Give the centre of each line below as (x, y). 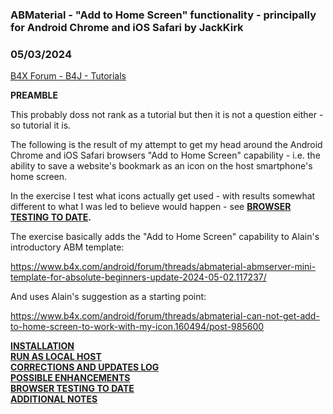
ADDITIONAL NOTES (54, 399)
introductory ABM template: (67, 247)
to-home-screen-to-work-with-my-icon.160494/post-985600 (137, 327)
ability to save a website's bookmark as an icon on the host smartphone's (161, 166)
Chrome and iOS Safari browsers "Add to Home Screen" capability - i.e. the (165, 155)
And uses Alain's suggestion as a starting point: (108, 297)
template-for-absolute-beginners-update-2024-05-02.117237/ (138, 277)
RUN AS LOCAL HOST (56, 357)
